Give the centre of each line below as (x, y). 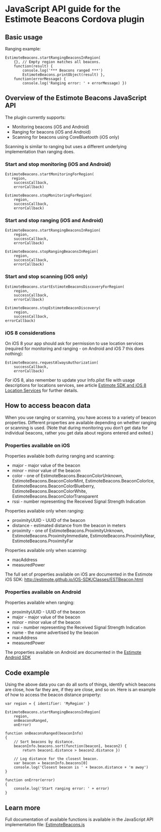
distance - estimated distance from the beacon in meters (69, 526)
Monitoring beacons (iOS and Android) (51, 127)
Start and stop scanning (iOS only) (47, 277)
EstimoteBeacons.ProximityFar (43, 541)
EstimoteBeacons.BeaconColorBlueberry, (54, 486)
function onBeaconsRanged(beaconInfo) (44, 733)
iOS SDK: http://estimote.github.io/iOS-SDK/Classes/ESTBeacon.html (74, 580)
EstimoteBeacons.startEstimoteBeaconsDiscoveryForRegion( (65, 287)
